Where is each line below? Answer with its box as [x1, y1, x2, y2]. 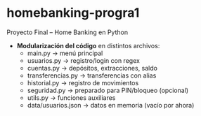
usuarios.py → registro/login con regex [27, 56, 140, 64]
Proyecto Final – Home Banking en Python [6, 28, 128, 36]
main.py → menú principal [27, 49, 103, 57]
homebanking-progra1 [6, 5, 140, 21]
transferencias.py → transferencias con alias [27, 71, 157, 80]
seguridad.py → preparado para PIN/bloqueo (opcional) [27, 86, 189, 94]
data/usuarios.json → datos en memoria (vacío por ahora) [27, 101, 195, 109]
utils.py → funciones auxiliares [27, 93, 116, 102]
